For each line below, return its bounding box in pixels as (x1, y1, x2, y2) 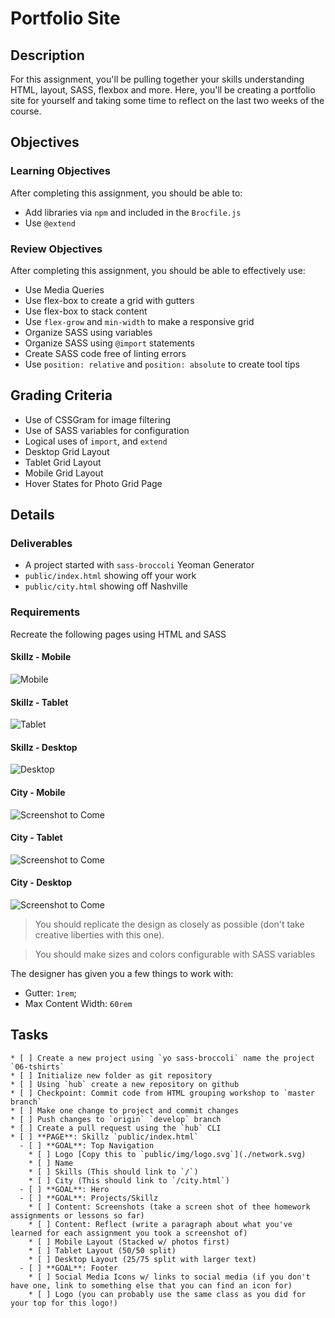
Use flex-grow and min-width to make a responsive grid (24, 315, 255, 327)
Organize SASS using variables (24, 326, 153, 338)
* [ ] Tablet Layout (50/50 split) (28, 1245, 177, 1256)
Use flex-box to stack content (24, 305, 148, 317)
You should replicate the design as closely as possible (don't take (34, 918, 305, 930)
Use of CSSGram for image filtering (24, 413, 172, 426)
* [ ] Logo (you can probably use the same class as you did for (28, 1289, 307, 1299)
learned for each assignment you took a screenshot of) (10, 1228, 248, 1238)
